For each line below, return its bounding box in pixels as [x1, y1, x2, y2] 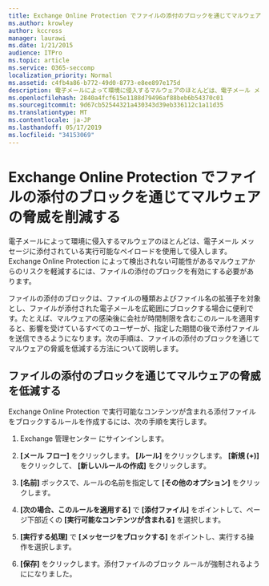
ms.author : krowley [8, 19, 74, 27]
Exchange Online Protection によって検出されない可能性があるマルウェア [8, 256, 248, 265]
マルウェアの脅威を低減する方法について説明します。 [8, 343, 183, 353]
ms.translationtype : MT [8, 109, 88, 117]
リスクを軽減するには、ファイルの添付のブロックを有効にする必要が [22, 266, 247, 276]
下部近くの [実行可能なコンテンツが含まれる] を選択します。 [26, 515, 226, 525]
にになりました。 [19, 569, 77, 579]
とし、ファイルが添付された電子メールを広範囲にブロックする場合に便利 [8, 303, 247, 313]
